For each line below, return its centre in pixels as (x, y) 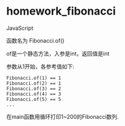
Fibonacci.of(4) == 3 (34, 94)
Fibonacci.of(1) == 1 (34, 78)
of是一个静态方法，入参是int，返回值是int (58, 54)
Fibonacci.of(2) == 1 (34, 83)
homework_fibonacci (61, 11)
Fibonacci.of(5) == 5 (34, 99)
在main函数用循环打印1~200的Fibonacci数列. (62, 116)
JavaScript (20, 28)
